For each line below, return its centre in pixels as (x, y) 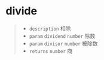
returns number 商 (51, 51)
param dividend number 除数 (62, 36)
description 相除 (50, 28)
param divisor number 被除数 (63, 43)
